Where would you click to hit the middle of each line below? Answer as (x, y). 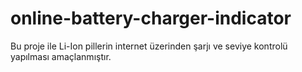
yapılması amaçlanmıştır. (61, 56)
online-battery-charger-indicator (151, 18)
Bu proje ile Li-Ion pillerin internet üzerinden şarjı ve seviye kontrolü (149, 46)
